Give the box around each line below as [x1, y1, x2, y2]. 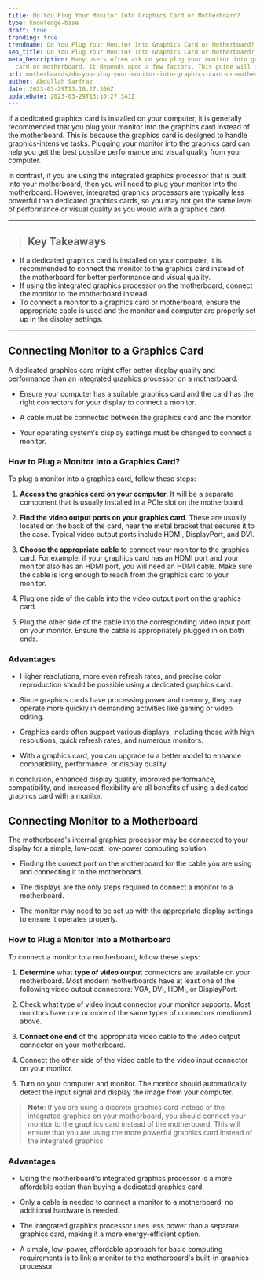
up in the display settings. [19, 315, 104, 324]
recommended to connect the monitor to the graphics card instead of [19, 264, 244, 274]
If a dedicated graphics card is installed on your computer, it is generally [8, 114, 242, 123]
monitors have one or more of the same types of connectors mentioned [19, 1008, 251, 1017]
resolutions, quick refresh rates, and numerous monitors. [19, 736, 204, 745]
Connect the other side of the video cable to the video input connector [19, 1055, 248, 1064]
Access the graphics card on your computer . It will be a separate [19, 490, 234, 499]
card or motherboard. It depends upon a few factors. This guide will [15, 63, 251, 71]
